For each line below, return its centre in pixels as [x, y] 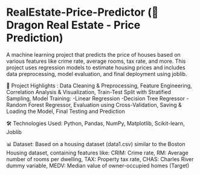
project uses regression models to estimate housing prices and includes [96, 67]
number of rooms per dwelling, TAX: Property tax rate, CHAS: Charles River [100, 159]
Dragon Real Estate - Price [73, 25]
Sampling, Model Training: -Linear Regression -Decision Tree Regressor [96, 98]
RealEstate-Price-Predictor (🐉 [82, 12]
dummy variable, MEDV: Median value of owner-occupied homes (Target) [98, 165]
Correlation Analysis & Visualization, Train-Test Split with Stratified [89, 92]
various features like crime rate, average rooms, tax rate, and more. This [96, 61]
